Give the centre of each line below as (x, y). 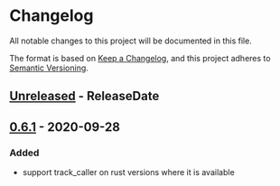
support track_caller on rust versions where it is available (128, 172)
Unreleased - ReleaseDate (84, 96)
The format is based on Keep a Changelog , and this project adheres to (140, 58)
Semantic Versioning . (49, 68)
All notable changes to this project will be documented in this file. (131, 41)
